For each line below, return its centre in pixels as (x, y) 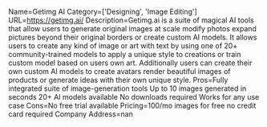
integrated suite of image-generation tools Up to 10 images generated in (127, 88)
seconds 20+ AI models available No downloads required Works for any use (134, 97)
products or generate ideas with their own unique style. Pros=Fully (118, 80)
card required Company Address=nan (71, 114)
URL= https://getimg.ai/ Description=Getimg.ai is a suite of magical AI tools (131, 20)
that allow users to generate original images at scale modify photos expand (132, 29)
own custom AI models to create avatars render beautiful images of (119, 71)
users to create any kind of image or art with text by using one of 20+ (123, 46)
